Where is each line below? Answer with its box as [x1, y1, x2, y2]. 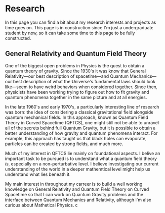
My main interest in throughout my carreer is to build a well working [5, 181, 143, 187]
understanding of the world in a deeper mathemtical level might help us [5, 166, 151, 172]
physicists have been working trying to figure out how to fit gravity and [5, 89, 150, 95]
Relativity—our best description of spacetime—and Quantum [5, 73, 129, 79]
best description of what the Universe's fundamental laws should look [13, 78, 156, 84]
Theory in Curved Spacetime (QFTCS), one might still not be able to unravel [5, 119, 159, 125]
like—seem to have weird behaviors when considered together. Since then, [5, 84, 158, 90]
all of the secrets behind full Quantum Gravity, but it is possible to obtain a [5, 125, 156, 131]
